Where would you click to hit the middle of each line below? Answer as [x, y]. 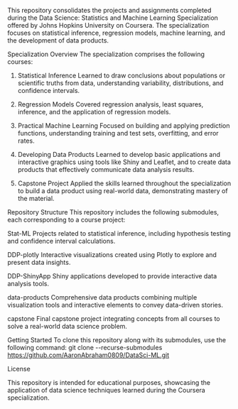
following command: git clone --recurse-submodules [85, 348]
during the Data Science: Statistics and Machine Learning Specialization [113, 18]
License [19, 369]
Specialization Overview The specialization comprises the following [106, 54]
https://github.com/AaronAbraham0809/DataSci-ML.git [88, 355]
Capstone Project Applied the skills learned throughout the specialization [124, 183]
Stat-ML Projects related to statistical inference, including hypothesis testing [119, 233]
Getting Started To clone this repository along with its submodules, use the [117, 340]
